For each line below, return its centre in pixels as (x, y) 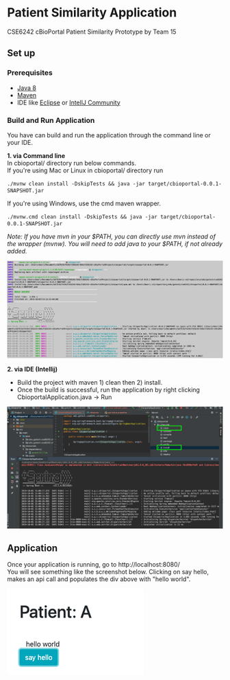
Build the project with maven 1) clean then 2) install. (90, 383)
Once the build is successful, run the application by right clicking (108, 390)
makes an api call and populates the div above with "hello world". (99, 579)
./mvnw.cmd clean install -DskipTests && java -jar (82, 217)
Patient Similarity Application (92, 13)
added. (17, 251)
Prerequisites (30, 73)
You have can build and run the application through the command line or (109, 135)
